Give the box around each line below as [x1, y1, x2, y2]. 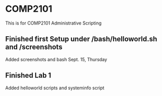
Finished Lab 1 [5, 71, 51, 80]
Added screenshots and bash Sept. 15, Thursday [5, 56, 107, 62]
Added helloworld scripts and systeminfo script [5, 85, 104, 91]
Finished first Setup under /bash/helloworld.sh [5, 35, 157, 43]
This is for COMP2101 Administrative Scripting [5, 20, 102, 26]
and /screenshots [5, 43, 63, 52]
